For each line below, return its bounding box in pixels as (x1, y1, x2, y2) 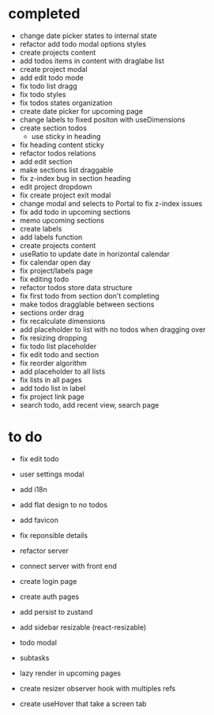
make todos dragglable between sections (19, 299, 155, 309)
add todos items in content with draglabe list (19, 56, 164, 66)
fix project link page (19, 392, 85, 401)
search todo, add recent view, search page (19, 400, 160, 409)
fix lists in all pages (19, 374, 82, 384)
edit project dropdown (19, 182, 92, 191)
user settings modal (19, 469, 84, 479)
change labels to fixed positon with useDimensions (19, 115, 186, 124)
